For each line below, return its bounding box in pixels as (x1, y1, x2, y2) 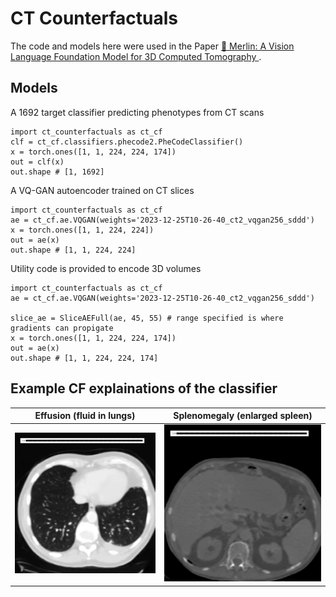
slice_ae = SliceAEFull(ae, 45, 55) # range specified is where (10, 313, 284, 323)
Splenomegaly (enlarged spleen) (173, 410, 313, 422)
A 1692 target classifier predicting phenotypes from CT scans (10, 106, 265, 118)
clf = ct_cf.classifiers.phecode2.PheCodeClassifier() (10, 137, 244, 147)
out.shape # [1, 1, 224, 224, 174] (10, 353, 159, 363)
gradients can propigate (10, 323, 114, 333)
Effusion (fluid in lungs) (34, 410, 136, 422)
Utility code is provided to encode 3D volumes (10, 262, 202, 274)
